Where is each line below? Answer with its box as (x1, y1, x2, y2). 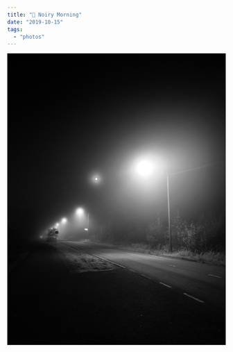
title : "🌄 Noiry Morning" (7, 11, 82, 18)
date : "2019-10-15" (7, 18, 64, 26)
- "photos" (13, 33, 45, 40)
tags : (7, 26, 23, 33)
